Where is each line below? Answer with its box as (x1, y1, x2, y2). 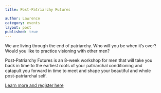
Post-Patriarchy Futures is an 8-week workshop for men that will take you (5, 57, 153, 63)
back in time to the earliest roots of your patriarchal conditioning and (5, 63, 143, 69)
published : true (5, 30, 38, 35)
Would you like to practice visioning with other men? (5, 48, 110, 54)
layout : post (5, 25, 32, 30)
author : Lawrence (5, 16, 40, 21)
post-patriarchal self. (5, 73, 47, 79)
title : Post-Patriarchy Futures (5, 7, 71, 12)
